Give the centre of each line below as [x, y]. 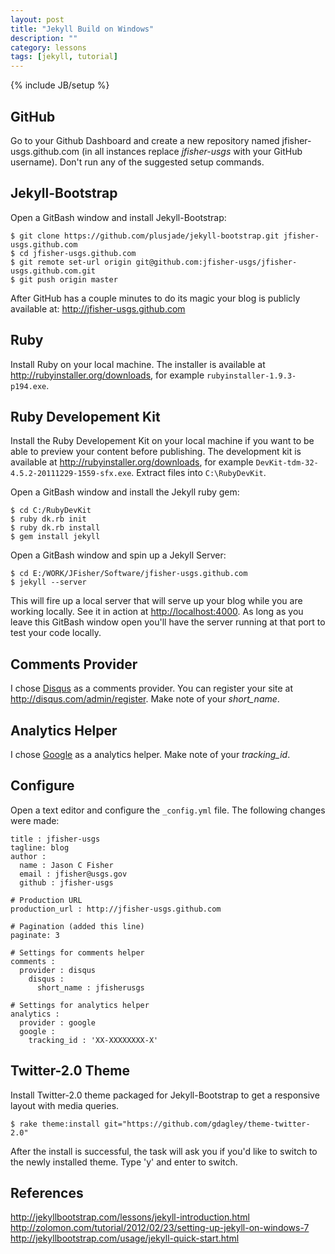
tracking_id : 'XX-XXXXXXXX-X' [93, 1040]
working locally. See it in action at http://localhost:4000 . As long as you [157, 612]
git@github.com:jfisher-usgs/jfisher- [216, 262]
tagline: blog [40, 847]
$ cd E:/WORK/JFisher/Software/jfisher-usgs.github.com [129, 574]
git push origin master [68, 279]
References [47, 1193]
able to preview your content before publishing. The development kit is [156, 452]
